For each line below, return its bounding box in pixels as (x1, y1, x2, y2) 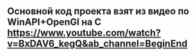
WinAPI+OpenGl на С (7, 17, 102, 28)
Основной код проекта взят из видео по (7, 6, 189, 17)
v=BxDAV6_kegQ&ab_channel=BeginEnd (7, 38, 188, 50)
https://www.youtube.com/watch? (7, 27, 161, 39)
